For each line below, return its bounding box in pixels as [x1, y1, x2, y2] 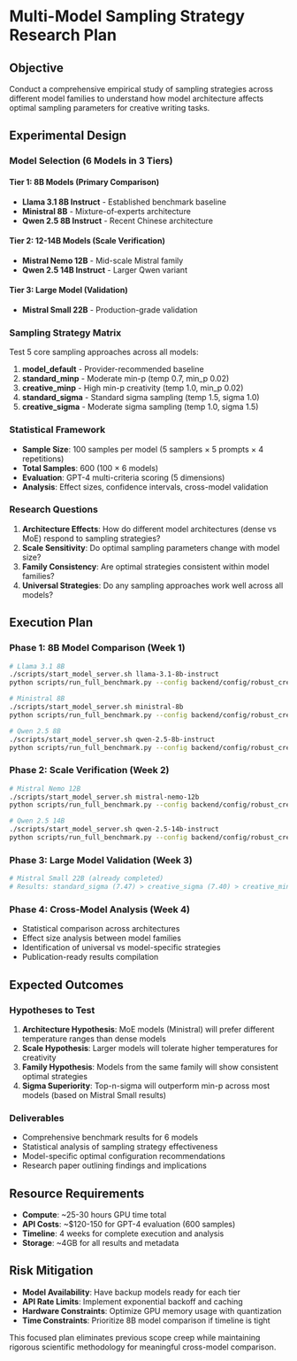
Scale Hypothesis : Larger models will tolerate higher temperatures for [21, 1042, 278, 1053]
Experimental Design [9, 128, 126, 143]
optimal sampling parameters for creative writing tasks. [9, 103, 210, 112]
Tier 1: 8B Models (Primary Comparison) [9, 176, 160, 187]
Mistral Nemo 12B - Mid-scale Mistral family [21, 255, 184, 266]
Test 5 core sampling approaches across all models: [9, 347, 199, 358]
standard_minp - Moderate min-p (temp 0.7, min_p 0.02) [21, 374, 230, 384]
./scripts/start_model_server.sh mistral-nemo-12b [9, 793, 200, 801]
